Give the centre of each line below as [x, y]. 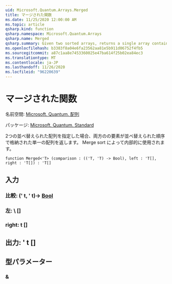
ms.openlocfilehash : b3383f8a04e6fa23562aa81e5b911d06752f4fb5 [74, 48]
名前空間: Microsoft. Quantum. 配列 [42, 114]
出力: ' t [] [20, 243]
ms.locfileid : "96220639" [33, 72]
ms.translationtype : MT [31, 58]
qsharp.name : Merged [27, 39]
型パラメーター [29, 262]
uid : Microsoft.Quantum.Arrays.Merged [47, 10]
